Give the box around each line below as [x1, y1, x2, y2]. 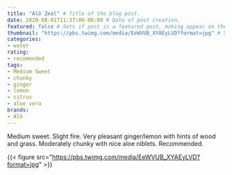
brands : [7, 107, 30, 113]
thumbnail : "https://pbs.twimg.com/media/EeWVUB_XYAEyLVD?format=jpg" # [7, 29, 221, 37]
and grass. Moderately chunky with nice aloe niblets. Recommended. [7, 139, 204, 147]
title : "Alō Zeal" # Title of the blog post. [7, 10, 140, 17]
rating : [7, 49, 30, 56]
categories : [7, 36, 41, 43]
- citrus [7, 94, 32, 101]
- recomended [7, 55, 45, 62]
